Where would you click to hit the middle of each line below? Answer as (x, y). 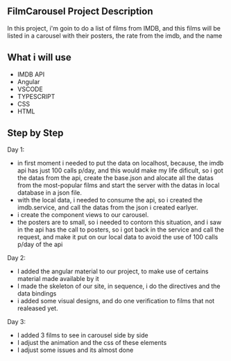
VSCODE (30, 89)
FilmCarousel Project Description (80, 11)
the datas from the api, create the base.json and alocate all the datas (115, 178)
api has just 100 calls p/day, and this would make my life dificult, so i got (120, 170)
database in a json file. (49, 193)
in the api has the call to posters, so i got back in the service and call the (120, 230)
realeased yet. (37, 308)
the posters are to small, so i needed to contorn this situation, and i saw (119, 223)
